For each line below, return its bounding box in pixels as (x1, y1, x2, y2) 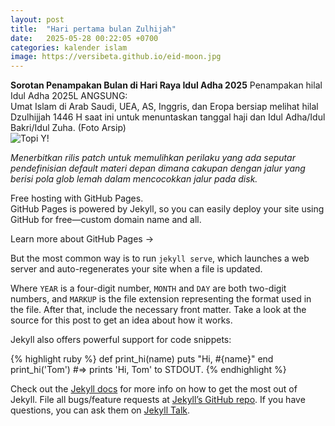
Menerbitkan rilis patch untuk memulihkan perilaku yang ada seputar (10, 152, 296, 164)
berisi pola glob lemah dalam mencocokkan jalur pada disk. (10, 173, 258, 185)
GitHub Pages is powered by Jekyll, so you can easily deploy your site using (10, 203, 325, 215)
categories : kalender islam (10, 42, 128, 53)
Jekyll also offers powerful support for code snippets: (10, 334, 232, 346)
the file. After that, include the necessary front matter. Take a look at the (10, 304, 307, 316)
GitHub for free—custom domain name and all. (10, 214, 202, 226)
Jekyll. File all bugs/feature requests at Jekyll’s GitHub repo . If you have (10, 394, 306, 406)
